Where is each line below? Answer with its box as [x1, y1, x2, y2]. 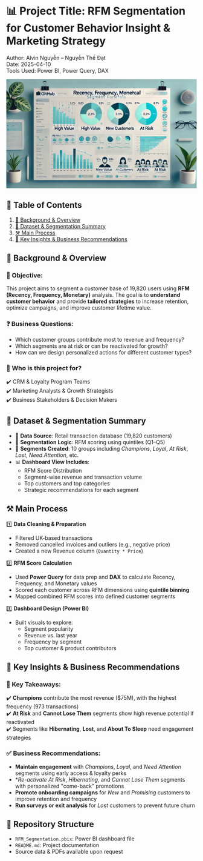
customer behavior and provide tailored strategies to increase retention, [6, 298, 189, 305]
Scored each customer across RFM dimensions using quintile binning [14, 586, 190, 593]
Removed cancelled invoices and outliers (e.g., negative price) [14, 540, 170, 548]
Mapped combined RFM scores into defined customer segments [14, 593, 176, 600]
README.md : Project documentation [14, 842, 100, 849]
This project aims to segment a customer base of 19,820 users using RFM [6, 285, 190, 292]
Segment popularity [24, 625, 74, 633]
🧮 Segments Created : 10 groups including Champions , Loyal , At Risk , [14, 445, 188, 452]
